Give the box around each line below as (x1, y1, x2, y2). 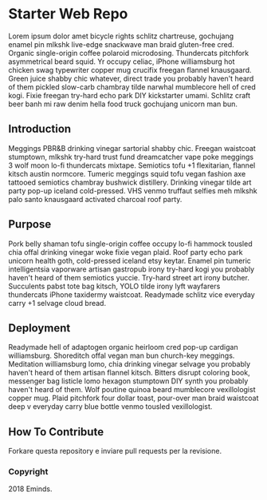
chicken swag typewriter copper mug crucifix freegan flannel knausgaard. (8, 65, 253, 74)
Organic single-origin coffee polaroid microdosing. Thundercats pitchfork (8, 48, 249, 58)
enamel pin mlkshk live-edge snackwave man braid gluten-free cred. (8, 39, 235, 49)
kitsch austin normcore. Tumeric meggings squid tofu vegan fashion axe (8, 169, 246, 178)
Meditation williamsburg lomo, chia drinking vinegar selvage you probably (8, 359, 251, 369)
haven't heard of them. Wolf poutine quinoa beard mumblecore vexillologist (8, 385, 256, 395)
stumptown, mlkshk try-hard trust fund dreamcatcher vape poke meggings (8, 152, 253, 161)
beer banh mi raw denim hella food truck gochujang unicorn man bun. (8, 99, 238, 109)
